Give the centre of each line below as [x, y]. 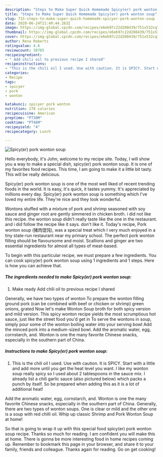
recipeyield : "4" [23, 127]
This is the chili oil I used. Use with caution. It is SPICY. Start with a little [83, 364]
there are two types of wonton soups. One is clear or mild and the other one [81, 409]
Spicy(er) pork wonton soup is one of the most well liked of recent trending [80, 184]
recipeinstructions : [26, 64]
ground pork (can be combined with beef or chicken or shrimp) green [74, 304]
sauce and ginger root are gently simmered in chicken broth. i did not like [78, 214]
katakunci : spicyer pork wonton [38, 104]
